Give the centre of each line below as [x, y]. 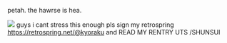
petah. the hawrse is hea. [45, 10]
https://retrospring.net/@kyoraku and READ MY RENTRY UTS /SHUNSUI [114, 32]
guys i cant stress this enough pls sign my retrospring [95, 25]
